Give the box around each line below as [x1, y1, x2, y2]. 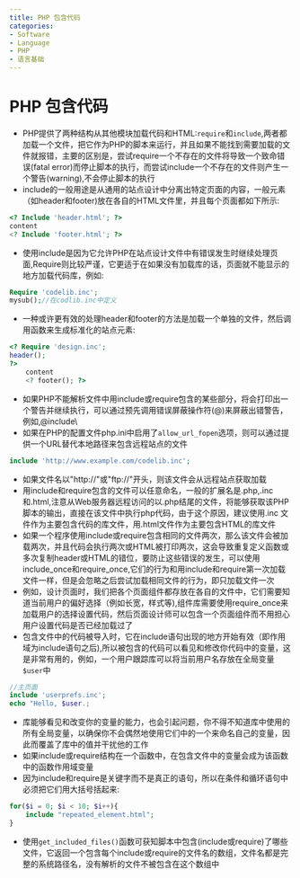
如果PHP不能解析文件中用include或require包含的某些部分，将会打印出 [22, 393, 281, 404]
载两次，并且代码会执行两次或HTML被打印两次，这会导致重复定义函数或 [22, 541, 289, 552]
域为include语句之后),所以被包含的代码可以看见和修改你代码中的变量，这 [22, 642, 291, 652]
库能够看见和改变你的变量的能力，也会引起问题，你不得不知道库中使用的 [22, 716, 290, 728]
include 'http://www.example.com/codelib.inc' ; [9, 456, 191, 466]
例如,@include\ [22, 415, 78, 427]
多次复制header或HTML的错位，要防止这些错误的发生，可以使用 [22, 552, 260, 563]
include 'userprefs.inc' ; [9, 691, 106, 700]
